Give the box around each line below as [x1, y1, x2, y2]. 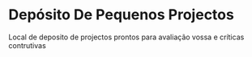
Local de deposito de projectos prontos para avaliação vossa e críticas [8, 32, 245, 42]
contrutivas [8, 40, 46, 50]
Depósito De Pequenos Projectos [8, 6, 235, 24]
